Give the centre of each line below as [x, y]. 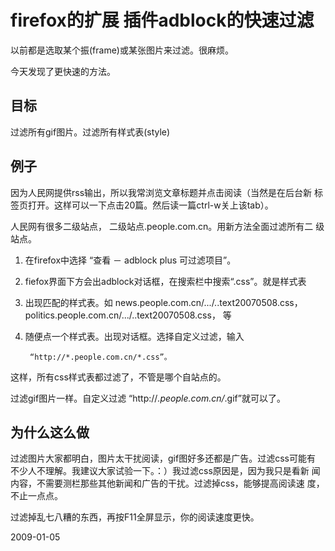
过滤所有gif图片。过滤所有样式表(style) [90, 132]
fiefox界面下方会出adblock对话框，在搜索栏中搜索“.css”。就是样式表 [165, 281]
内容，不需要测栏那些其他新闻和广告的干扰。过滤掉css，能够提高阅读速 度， [167, 483]
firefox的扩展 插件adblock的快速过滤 [162, 20]
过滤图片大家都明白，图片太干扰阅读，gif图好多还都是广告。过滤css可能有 [163, 458]
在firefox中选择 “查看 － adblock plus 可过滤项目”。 [130, 260]
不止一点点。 [36, 496]
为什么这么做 [50, 432]
